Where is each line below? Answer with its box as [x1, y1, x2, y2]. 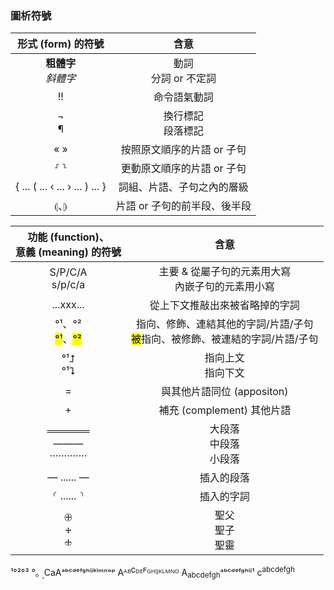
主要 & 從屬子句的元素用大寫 [158, 265, 292, 279]
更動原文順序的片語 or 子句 [120, 162, 247, 176]
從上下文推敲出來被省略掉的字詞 [149, 298, 300, 312]
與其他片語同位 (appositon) [161, 385, 289, 399]
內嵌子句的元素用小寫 [174, 280, 275, 294]
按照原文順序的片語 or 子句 [120, 143, 247, 157]
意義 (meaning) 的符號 [15, 245, 122, 259]
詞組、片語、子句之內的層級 [118, 180, 249, 194]
